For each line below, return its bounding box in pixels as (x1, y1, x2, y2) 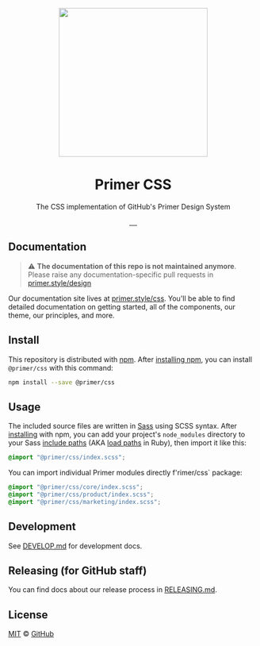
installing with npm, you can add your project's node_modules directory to (8, 429, 246, 440)
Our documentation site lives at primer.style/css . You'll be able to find (8, 294, 235, 303)
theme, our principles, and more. (8, 310, 115, 320)
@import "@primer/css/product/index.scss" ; (8, 490, 155, 498)
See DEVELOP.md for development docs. (8, 540, 143, 551)
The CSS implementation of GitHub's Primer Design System (36, 202, 231, 211)
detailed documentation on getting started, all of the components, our (8, 302, 236, 311)
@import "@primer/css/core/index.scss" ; (8, 483, 144, 491)
